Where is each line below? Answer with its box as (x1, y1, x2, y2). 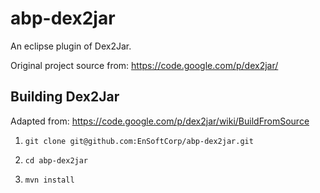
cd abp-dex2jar (24, 155, 89, 166)
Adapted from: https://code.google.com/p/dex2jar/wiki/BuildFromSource (10, 115, 310, 127)
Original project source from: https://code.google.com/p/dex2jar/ (10, 59, 279, 71)
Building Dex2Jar (10, 88, 120, 106)
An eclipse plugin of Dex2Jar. (10, 40, 132, 52)
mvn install (24, 175, 75, 185)
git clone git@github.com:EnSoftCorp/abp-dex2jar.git (24, 136, 254, 146)
